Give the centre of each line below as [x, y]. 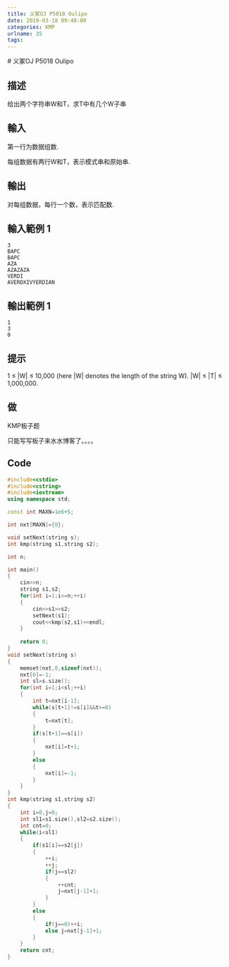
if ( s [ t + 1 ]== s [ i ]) [58, 734]
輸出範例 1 [29, 305]
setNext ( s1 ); [52, 615]
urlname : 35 [25, 34]
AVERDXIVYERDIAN [31, 283]
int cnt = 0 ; [36, 826]
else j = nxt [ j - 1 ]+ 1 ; [73, 931]
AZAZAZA [19, 270]
